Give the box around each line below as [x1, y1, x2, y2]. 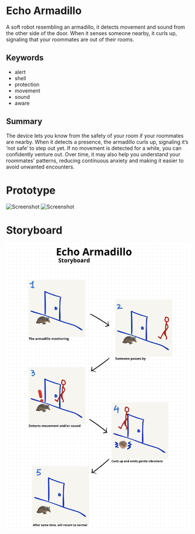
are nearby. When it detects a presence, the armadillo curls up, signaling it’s [6, 138, 189, 145]
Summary [6, 117, 43, 126]
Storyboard [6, 224, 62, 237]
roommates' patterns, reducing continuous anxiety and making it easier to [6, 157, 184, 164]
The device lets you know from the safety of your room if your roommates [6, 132, 184, 139]
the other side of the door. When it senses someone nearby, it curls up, [6, 29, 177, 36]
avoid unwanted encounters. [6, 163, 75, 170]
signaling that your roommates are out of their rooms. [6, 36, 134, 43]
